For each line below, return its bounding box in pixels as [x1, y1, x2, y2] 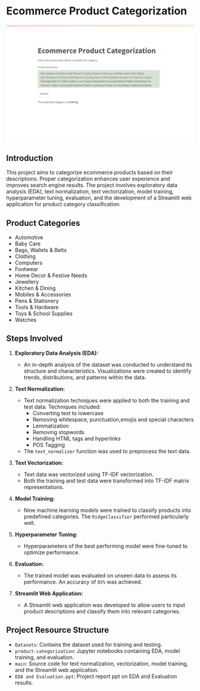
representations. [23, 483, 64, 490]
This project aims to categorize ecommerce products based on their [6, 169, 173, 176]
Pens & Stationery [14, 297, 60, 305]
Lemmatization [32, 422, 70, 429]
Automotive [14, 234, 43, 241]
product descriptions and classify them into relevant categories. [23, 607, 181, 615]
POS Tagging [32, 441, 65, 449]
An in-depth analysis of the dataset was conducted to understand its [23, 361, 192, 368]
